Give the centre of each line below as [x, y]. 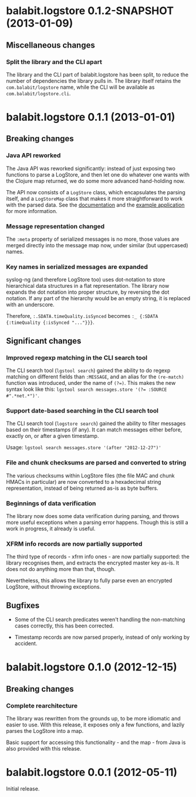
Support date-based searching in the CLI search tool [82, 410]
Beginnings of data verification [51, 503]
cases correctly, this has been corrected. [64, 626]
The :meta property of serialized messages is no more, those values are [93, 239]
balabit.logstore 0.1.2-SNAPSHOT [90, 11]
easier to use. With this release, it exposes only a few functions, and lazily [95, 725]
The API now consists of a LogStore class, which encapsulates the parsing [96, 192]
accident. [26, 643]
